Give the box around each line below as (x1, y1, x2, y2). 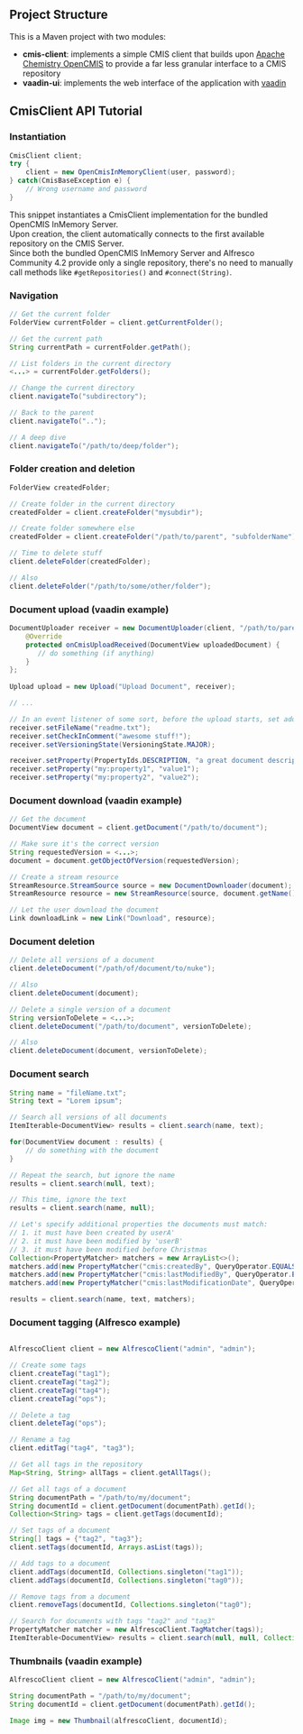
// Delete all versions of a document (9, 956, 155, 965)
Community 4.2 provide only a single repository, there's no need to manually (9, 257, 294, 268)
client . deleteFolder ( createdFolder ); (9, 557, 151, 566)
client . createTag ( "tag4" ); (9, 1386, 111, 1395)
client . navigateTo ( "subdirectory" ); (9, 392, 147, 401)
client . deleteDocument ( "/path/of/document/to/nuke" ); (9, 964, 216, 973)
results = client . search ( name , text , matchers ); (9, 1295, 196, 1304)
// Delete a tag (9, 1410, 70, 1419)
